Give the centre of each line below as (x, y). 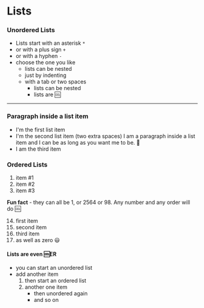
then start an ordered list (55, 281)
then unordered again (61, 293)
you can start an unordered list (54, 268)
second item (31, 228)
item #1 (25, 178)
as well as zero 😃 (38, 240)
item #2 (25, 184)
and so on (46, 300)
